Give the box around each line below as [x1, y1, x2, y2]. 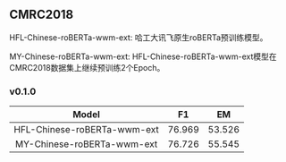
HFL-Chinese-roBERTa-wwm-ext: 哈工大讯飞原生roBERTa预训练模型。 [9, 31, 268, 43]
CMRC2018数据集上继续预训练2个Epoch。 [9, 62, 165, 72]
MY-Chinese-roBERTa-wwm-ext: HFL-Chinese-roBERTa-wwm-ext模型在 [9, 51, 277, 62]
